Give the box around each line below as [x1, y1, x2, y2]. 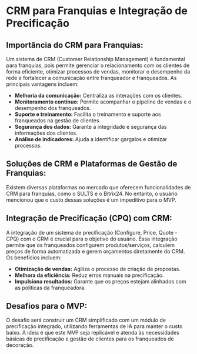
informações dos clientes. [14, 129, 78, 136]
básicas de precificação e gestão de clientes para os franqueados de [6, 335, 175, 342]
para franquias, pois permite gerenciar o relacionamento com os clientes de [6, 62, 190, 69]
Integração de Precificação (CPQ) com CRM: [6, 213, 172, 223]
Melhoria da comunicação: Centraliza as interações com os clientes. [14, 92, 183, 99]
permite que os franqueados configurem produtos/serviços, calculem [6, 241, 175, 248]
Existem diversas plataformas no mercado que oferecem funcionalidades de [6, 183, 191, 191]
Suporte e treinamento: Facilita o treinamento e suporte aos [14, 111, 161, 118]
